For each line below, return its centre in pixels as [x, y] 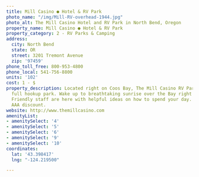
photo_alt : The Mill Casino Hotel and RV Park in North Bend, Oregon [94, 22]
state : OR [23, 50]
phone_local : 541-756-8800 [39, 72]
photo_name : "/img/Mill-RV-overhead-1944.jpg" [65, 17]
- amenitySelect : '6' [33, 132]
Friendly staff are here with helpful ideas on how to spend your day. [102, 99]
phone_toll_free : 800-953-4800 [45, 66]
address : [17, 39]
